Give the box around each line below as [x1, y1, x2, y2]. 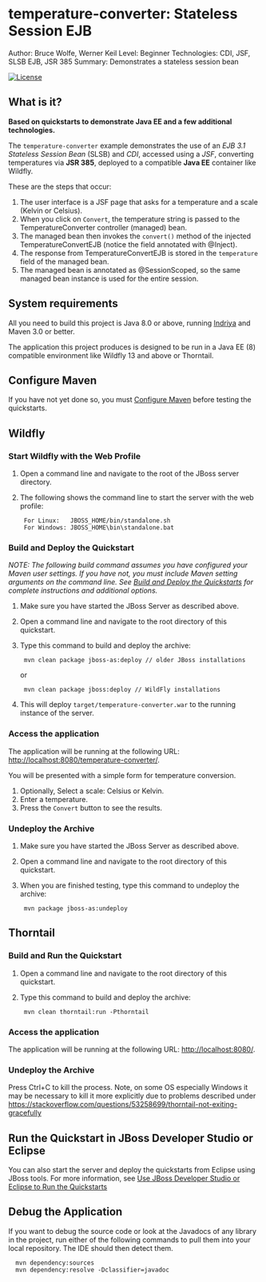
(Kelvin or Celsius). [19, 206, 82, 215]
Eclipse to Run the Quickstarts [8, 1182, 108, 1192]
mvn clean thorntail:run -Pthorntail [23, 1008, 149, 1016]
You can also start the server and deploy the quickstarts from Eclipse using [8, 1165, 256, 1175]
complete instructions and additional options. [8, 585, 158, 596]
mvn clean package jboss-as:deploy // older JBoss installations [23, 657, 246, 665]
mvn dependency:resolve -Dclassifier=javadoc [15, 1265, 170, 1274]
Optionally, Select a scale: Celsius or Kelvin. [19, 785, 165, 796]
